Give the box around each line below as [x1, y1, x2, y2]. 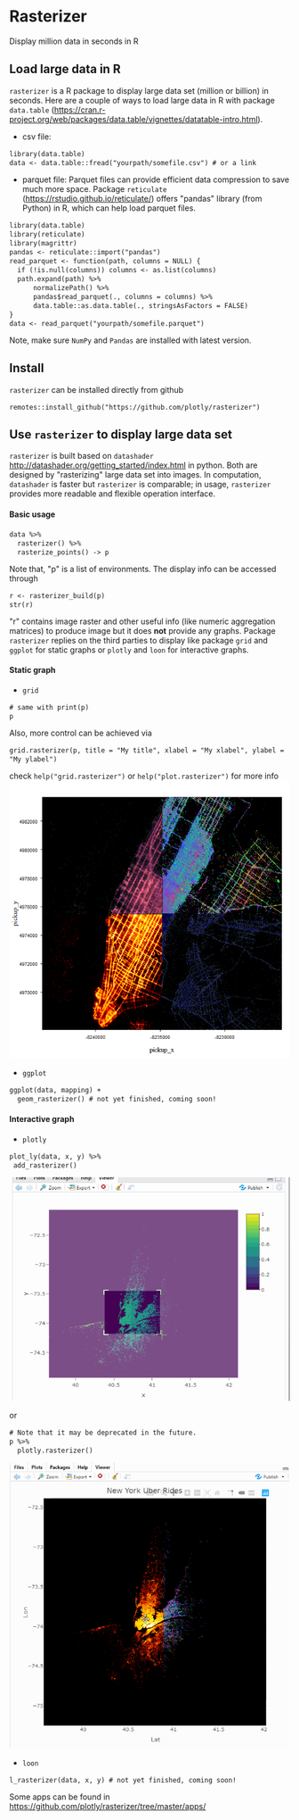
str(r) [9, 600, 34, 609]
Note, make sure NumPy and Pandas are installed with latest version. [9, 335, 252, 345]
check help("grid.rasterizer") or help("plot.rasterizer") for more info [9, 770, 279, 781]
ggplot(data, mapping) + [9, 1086, 101, 1095]
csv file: [21, 131, 52, 142]
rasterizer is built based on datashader [9, 451, 154, 461]
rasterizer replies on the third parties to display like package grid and [9, 635, 269, 645]
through [9, 573, 38, 584]
